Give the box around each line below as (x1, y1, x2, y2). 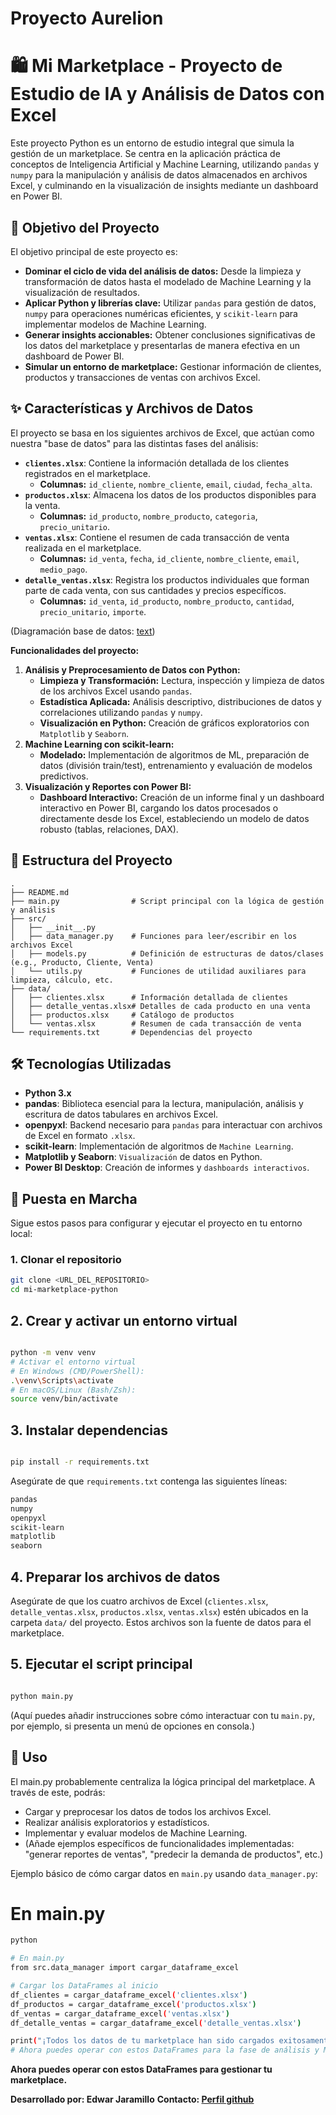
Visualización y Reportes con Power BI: (24, 780, 192, 792)
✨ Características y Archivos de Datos (10, 400, 254, 417)
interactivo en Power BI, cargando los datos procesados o (39, 802, 279, 814)
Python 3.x (24, 1087, 72, 1099)
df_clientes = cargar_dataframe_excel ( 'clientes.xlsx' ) (10, 1990, 248, 2000)
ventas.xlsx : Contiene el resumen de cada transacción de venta (24, 531, 290, 543)
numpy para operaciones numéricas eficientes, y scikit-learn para (24, 307, 298, 319)
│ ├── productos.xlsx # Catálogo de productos (10, 1010, 235, 1020)
